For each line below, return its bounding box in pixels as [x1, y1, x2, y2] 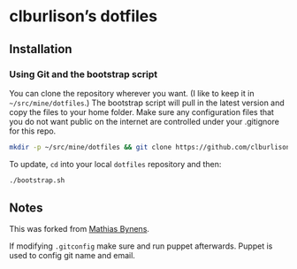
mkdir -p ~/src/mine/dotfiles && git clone [9, 142, 172, 151]
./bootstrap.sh [9, 175, 65, 185]
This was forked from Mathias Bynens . [9, 224, 150, 234]
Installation [9, 42, 72, 57]
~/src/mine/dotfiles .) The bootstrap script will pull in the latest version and [9, 97, 285, 108]
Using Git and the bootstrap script [9, 68, 158, 81]
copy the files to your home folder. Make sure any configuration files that [9, 106, 274, 117]
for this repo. [9, 126, 57, 136]
